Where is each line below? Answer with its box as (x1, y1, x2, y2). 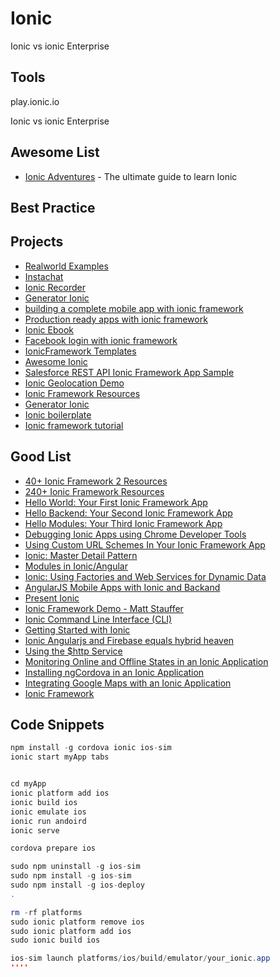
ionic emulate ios (10, 807, 87, 817)
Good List (10, 448, 72, 466)
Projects (10, 233, 64, 251)
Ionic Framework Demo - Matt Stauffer (24, 602, 184, 614)
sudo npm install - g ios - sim (10, 871, 132, 881)
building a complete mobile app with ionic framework (24, 302, 244, 314)
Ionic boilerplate (24, 408, 92, 421)
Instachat (24, 270, 64, 282)
